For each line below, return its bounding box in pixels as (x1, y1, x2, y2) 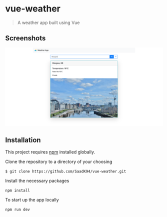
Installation (5, 135, 41, 144)
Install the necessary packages (5, 178, 69, 184)
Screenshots (5, 34, 46, 42)
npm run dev (5, 207, 30, 212)
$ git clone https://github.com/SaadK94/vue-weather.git (5, 169, 126, 174)
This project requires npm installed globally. (5, 149, 95, 155)
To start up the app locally (5, 197, 59, 203)
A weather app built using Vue (17, 19, 80, 25)
